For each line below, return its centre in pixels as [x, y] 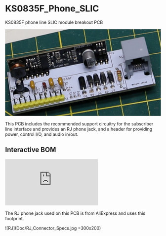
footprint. [15, 218]
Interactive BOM [31, 150]
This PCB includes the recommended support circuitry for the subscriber [79, 123]
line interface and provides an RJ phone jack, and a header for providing [79, 129]
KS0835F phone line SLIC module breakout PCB [54, 22]
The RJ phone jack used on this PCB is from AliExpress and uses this [75, 213]
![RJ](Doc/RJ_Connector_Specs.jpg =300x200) [53, 228]
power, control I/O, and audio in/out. [42, 134]
